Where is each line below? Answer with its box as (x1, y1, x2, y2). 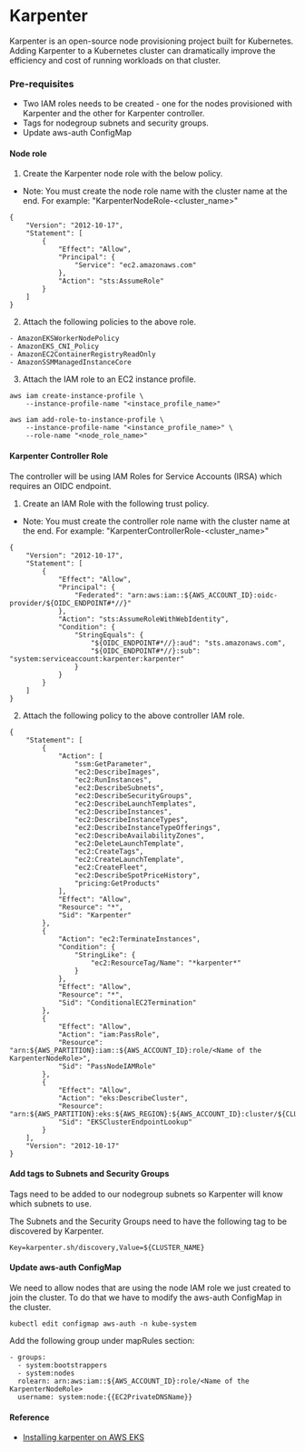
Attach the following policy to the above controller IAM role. (22, 710, 245, 721)
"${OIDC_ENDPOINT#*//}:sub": (90, 646, 202, 656)
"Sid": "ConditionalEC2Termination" (57, 997, 197, 1007)
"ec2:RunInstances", (74, 775, 152, 785)
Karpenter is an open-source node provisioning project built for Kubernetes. (9, 35, 294, 46)
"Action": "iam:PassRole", (57, 1029, 161, 1039)
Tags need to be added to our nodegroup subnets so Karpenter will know (9, 1188, 283, 1199)
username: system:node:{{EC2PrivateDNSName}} (17, 1393, 193, 1402)
